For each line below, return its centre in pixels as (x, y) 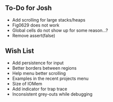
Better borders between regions (44, 68)
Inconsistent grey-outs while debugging (52, 94)
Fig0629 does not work (36, 25)
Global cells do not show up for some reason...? (60, 30)
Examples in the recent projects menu (50, 78)
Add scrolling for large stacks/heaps (49, 20)
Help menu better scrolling (39, 73)
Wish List (20, 51)
